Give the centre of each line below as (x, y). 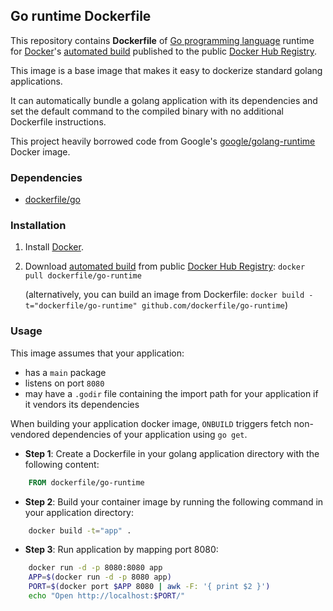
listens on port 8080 (64, 383)
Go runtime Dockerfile (81, 16)
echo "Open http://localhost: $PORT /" (107, 596)
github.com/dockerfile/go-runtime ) (215, 305)
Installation (38, 226)
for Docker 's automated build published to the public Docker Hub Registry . (164, 51)
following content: (62, 464)
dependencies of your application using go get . (149, 434)
